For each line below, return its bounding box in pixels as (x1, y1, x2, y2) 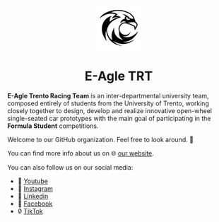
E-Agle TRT (84, 69, 153, 84)
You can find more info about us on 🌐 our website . (7, 148, 154, 157)
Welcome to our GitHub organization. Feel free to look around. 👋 (7, 135, 194, 144)
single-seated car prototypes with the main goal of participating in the (7, 114, 211, 122)
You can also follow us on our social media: (7, 163, 134, 171)
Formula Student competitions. (7, 122, 99, 130)
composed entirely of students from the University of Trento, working (7, 99, 210, 107)
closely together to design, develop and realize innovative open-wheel (7, 106, 212, 115)
